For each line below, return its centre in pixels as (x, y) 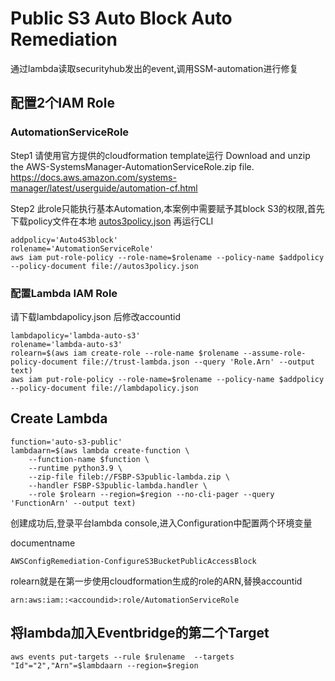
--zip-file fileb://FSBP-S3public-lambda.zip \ (129, 477)
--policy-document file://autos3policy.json (104, 266)
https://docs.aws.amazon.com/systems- (93, 177)
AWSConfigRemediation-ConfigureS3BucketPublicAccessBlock (133, 561)
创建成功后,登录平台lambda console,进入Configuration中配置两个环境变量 (161, 523)
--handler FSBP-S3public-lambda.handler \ (118, 485)
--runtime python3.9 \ (75, 468)
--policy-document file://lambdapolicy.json (104, 388)
